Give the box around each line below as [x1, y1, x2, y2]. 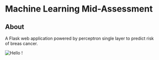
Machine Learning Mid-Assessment [5, 3, 153, 15]
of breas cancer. [5, 41, 38, 46]
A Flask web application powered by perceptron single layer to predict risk [5, 35, 154, 41]
